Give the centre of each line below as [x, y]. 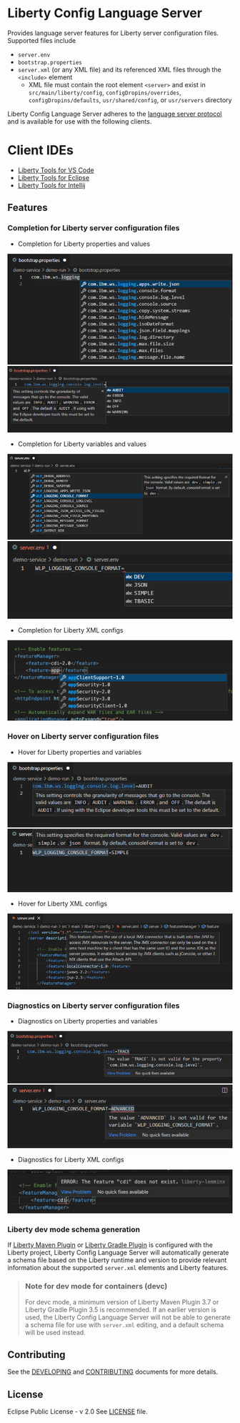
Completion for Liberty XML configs [70, 630]
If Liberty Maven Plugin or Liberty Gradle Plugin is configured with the [110, 1245]
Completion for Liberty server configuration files [94, 228]
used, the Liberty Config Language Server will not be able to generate [127, 1317]
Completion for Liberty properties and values [84, 244]
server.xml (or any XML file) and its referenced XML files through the [119, 69]
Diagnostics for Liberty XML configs [71, 1160]
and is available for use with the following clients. [80, 121]
